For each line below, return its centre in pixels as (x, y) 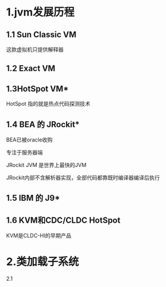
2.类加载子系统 (43, 262)
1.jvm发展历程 (40, 12)
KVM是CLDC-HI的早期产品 (39, 236)
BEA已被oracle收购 (29, 140)
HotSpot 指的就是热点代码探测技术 (48, 104)
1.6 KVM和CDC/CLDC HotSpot (63, 220)
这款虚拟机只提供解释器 (35, 49)
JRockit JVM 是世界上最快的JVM (46, 165)
